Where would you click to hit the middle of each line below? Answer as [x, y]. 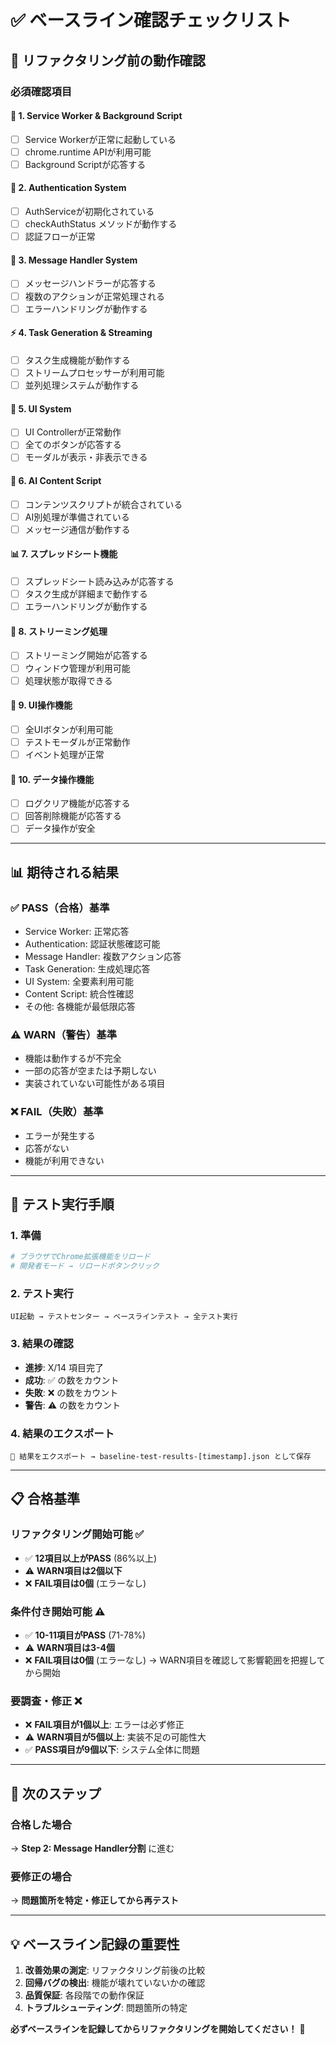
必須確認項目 [41, 91]
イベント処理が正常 [64, 754]
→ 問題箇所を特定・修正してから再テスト [94, 1900]
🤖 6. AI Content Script [56, 481]
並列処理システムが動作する [82, 385]
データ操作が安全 [60, 828]
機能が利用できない [64, 1160]
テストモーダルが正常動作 [77, 742]
